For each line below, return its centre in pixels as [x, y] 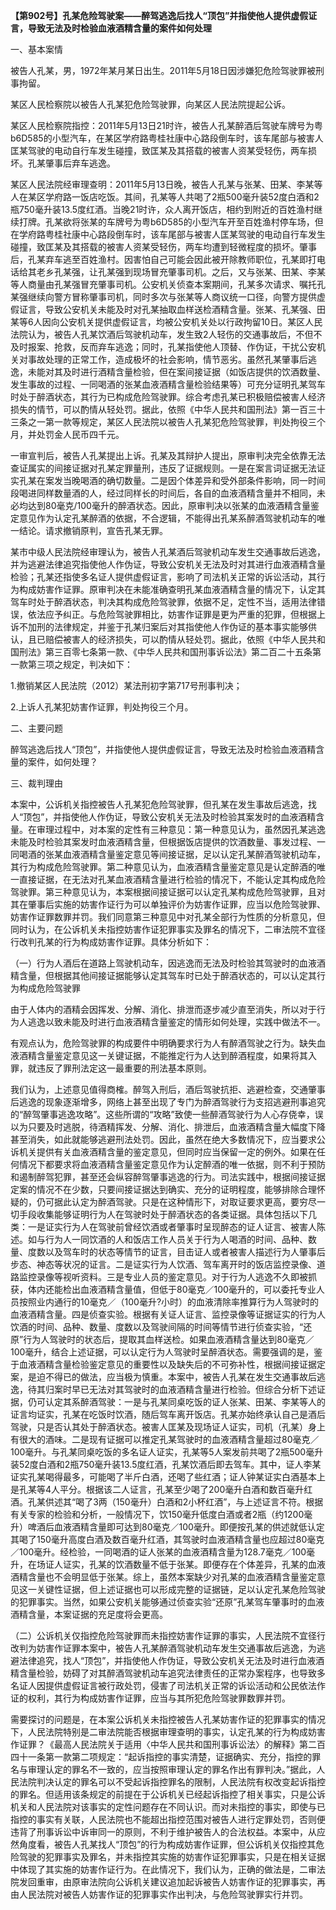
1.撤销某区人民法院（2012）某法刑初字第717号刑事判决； [126, 685]
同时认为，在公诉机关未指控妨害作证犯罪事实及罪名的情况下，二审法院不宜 [163, 929]
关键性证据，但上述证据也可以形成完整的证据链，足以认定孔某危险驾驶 [181, 1589]
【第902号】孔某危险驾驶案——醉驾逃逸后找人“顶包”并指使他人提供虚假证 [164, 15]
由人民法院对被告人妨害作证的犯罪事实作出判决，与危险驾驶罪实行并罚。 [159, 1894]
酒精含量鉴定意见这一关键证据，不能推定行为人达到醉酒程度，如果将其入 [167, 1055]
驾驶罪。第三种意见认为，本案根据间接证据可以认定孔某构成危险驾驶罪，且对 [168, 892]
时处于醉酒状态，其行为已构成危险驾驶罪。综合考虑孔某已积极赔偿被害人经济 [168, 397]
